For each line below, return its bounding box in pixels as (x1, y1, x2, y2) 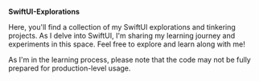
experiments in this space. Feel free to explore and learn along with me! (8, 39, 245, 49)
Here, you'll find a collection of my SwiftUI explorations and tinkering (8, 22, 236, 31)
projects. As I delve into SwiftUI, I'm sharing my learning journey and (8, 31, 236, 40)
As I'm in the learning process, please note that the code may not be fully (8, 55, 251, 64)
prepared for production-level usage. (8, 63, 131, 73)
